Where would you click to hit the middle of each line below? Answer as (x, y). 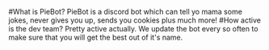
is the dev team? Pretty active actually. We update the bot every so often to (133, 29)
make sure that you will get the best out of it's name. (96, 37)
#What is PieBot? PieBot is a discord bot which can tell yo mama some (125, 12)
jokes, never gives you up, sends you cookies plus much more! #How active (134, 20)
